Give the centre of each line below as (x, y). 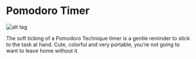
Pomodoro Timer (48, 11)
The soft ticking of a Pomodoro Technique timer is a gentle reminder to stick (98, 38)
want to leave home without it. (43, 50)
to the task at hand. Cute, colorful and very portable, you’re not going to (93, 44)
